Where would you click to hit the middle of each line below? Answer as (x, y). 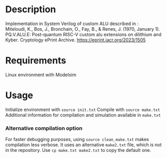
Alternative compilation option (44, 128)
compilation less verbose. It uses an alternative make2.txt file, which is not (83, 145)
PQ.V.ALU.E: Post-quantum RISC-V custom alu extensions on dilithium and (83, 34)
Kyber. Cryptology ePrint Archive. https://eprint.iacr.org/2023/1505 (76, 40)
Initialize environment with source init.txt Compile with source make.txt (83, 109)
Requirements (36, 61)
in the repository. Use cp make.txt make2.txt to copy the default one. (78, 150)
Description (31, 9)
